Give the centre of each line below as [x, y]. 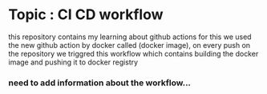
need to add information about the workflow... [99, 83]
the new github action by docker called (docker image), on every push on [129, 45]
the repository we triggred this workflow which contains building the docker [133, 53]
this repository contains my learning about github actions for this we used [130, 37]
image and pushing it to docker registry [73, 62]
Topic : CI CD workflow [86, 15]
